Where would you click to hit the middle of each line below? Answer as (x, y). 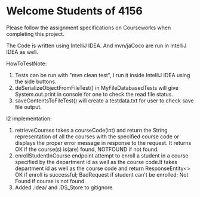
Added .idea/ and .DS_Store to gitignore (64, 187)
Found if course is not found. (50, 181)
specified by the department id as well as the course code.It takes (96, 162)
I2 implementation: (29, 119)
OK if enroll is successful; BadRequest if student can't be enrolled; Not (101, 174)
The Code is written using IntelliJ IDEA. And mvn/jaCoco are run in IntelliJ (96, 46)
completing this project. (35, 34)
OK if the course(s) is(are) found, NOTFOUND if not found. (87, 149)
